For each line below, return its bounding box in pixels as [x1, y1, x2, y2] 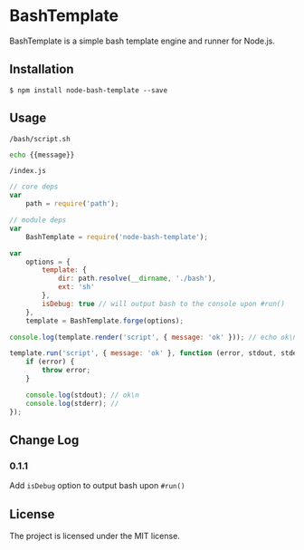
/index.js [9, 167, 47, 176]
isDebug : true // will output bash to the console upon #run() [42, 299, 285, 308]
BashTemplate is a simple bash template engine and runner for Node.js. [9, 35, 276, 46]
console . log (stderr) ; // [25, 399, 119, 408]
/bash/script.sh [9, 134, 71, 143]
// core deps [9, 182, 59, 191]
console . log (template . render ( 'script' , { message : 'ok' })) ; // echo [9, 333, 278, 342]
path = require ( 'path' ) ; [25, 199, 119, 208]
